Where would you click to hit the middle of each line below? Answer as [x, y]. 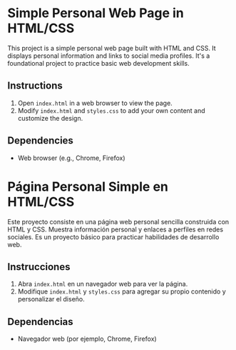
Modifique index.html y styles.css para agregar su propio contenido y [122, 291]
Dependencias [40, 322]
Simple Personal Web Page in [96, 13]
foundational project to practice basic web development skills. [99, 63]
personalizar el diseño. [51, 299]
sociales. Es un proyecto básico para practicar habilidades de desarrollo [113, 236]
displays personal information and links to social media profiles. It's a [109, 56]
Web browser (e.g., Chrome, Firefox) [72, 158]
